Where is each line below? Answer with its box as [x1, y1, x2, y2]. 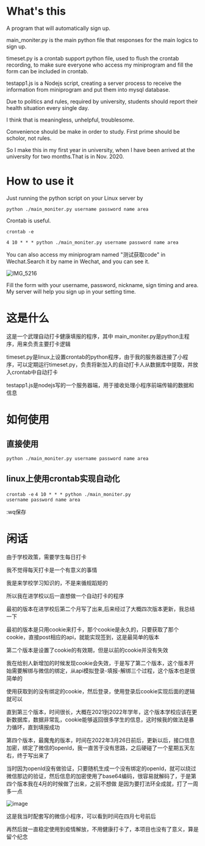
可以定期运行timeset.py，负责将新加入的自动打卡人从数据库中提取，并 [16, 360, 193, 368]
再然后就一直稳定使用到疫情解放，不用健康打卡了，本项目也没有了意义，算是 [6, 825, 199, 833]
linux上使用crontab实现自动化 [6, 473, 120, 484]
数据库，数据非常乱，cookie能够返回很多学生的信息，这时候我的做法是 [11, 716, 189, 723]
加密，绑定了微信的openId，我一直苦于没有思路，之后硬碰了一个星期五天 [6, 744, 190, 751]
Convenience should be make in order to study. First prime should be [6, 128, 180, 135]
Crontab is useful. [6, 217, 51, 224]
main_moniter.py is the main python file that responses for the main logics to [6, 36, 198, 43]
